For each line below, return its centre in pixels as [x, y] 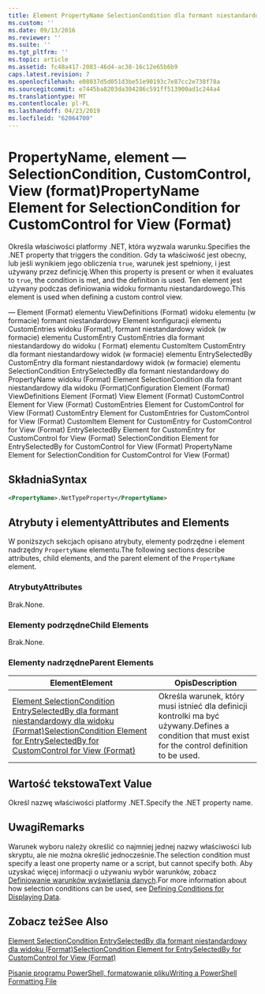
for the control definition [203, 746]
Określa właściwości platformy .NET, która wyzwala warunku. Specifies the [129, 247]
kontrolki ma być [189, 716]
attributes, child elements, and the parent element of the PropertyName [121, 559]
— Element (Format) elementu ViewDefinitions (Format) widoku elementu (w [132, 312]
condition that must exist [204, 736]
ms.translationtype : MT [47, 96]
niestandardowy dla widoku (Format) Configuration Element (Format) [119, 387]
